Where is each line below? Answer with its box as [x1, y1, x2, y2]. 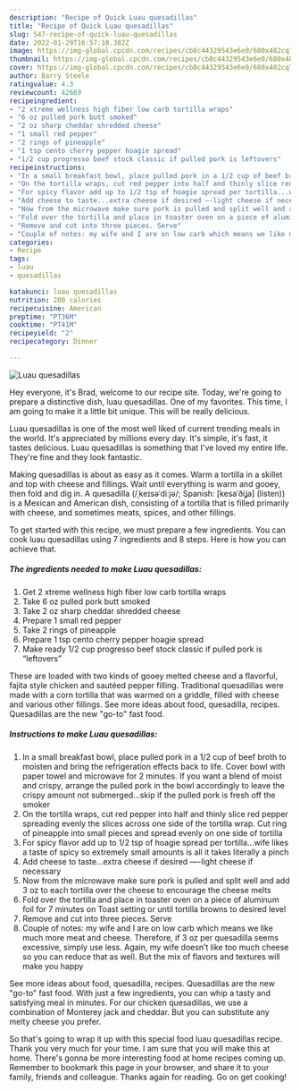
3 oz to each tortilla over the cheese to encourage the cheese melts [21, 884, 272, 895]
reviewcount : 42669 [9, 88, 82, 97]
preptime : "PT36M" [9, 312, 78, 321]
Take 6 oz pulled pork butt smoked [21, 596, 151, 607]
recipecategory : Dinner [9, 337, 98, 346]
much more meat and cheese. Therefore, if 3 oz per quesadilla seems [21, 932, 279, 942]
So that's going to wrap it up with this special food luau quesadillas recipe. [9, 1033, 283, 1044]
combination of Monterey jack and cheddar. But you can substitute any [9, 1006, 270, 1017]
